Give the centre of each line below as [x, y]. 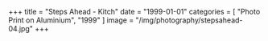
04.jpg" [21, 29]
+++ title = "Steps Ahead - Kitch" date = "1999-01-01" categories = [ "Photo [134, 12]
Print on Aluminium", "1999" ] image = [71, 20]
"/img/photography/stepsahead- [189, 20]
